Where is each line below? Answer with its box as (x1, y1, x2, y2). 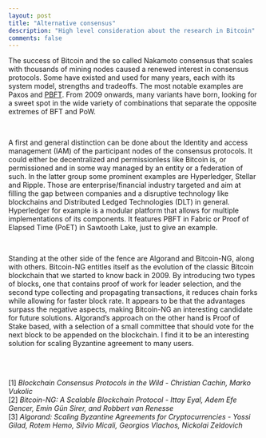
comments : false (8, 34, 62, 42)
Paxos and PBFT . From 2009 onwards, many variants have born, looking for (8, 90, 257, 100)
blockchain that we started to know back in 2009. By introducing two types (8, 271, 256, 281)
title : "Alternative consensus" (8, 19, 116, 27)
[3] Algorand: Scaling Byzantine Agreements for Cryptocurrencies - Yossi (8, 412, 251, 422)
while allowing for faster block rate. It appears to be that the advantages (8, 297, 246, 306)
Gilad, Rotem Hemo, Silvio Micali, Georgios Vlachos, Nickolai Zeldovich (8, 420, 244, 430)
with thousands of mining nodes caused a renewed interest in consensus (8, 65, 249, 74)
